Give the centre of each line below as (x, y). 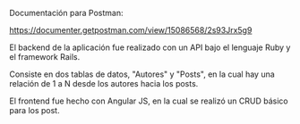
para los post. (34, 110)
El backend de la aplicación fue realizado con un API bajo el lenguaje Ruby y (150, 47)
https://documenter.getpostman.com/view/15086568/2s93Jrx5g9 (131, 30)
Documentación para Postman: (66, 13)
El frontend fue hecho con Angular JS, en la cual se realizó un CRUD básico (149, 101)
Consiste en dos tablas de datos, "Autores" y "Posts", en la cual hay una (142, 74)
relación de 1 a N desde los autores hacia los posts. (104, 83)
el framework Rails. (45, 57)
